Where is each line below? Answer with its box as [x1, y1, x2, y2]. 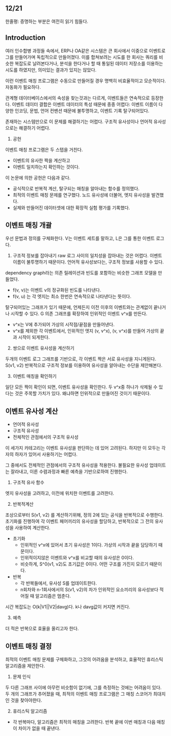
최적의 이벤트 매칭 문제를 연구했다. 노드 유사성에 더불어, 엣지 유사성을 [12, 191, 151, 198]
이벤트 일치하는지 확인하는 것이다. [12, 163, 80, 170]
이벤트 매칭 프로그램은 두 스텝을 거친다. [5, 146, 83, 153]
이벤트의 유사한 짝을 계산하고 [12, 157, 70, 163]
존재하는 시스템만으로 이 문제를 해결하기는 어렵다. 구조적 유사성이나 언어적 [5, 118, 153, 125]
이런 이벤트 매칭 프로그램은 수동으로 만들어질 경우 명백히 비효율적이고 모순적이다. [5, 78, 166, 84]
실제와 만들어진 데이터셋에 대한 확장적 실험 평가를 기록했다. [12, 204, 130, 211]
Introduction [5, 33, 46, 42]
